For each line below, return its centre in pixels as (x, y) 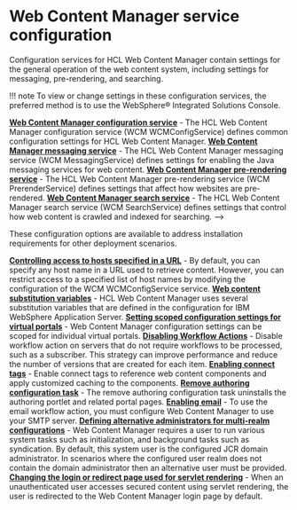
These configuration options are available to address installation (126, 233)
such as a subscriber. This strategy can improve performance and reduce (144, 354)
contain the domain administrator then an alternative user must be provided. (148, 467)
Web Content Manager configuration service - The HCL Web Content (138, 122)
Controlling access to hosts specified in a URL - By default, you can (135, 260)
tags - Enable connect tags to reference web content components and (138, 373)
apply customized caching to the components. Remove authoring (129, 382)
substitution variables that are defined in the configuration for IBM (129, 307)
